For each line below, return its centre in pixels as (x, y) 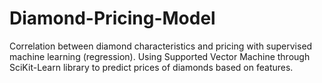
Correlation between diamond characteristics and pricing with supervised (161, 46)
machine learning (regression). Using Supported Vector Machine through (160, 56)
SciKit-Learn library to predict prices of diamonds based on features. (151, 67)
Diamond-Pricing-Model (112, 18)
